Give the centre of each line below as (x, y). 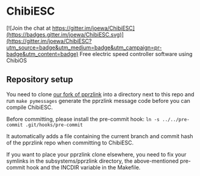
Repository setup (40, 79)
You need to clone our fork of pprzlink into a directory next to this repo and (100, 94)
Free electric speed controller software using (136, 54)
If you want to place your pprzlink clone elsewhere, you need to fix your (97, 154)
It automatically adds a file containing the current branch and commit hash (100, 136)
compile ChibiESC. (30, 107)
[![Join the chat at (29, 28)
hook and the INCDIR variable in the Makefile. (84, 167)
